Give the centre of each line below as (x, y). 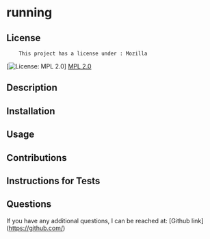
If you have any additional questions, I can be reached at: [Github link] (105, 221)
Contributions (37, 158)
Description (32, 88)
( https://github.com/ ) (36, 228)
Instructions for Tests (53, 180)
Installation (31, 111)
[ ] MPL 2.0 (49, 66)
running (29, 13)
